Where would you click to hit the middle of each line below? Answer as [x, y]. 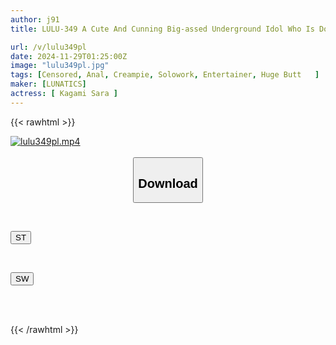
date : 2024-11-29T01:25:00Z [69, 56]
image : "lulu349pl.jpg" [60, 66]
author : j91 [35, 19]
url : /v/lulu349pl [48, 47]
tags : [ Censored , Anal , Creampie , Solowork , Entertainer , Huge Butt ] [165, 75]
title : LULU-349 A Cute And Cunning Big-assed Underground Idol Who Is [162, 29]
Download [168, 183]
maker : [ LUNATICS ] [48, 84]
